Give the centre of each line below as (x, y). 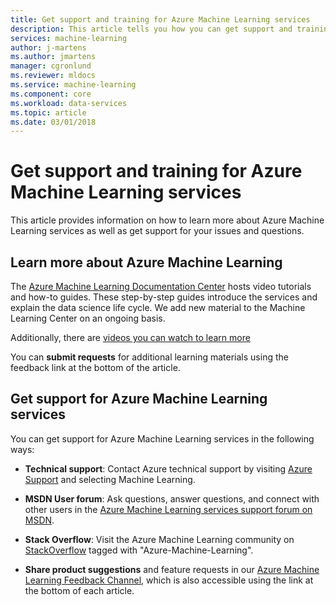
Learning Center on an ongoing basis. (88, 318)
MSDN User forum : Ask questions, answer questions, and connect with (172, 498)
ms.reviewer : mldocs (53, 76)
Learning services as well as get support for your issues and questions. (157, 231)
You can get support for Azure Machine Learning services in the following (162, 438)
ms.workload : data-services (69, 103)
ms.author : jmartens (53, 57)
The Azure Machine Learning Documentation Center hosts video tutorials (161, 286)
